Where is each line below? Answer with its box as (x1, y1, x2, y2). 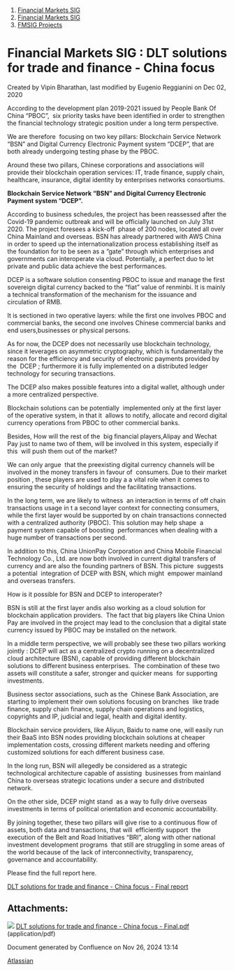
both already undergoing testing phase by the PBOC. (7, 147, 159, 156)
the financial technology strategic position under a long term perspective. (7, 119, 219, 127)
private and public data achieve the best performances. (7, 262, 167, 270)
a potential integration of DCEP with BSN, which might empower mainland (7, 569, 223, 577)
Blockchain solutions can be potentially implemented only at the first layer (7, 403, 221, 412)
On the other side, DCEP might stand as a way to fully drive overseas (7, 797, 207, 806)
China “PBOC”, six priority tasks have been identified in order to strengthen (7, 111, 225, 119)
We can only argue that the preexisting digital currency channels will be (7, 460, 215, 468)
